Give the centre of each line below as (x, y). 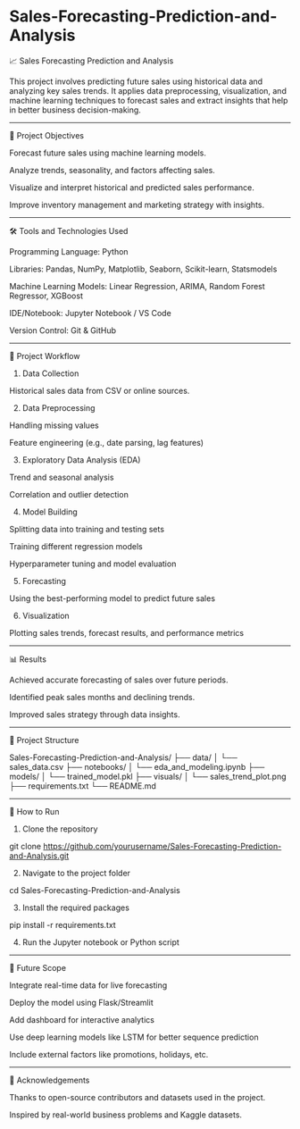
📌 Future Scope (38, 967)
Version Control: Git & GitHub (63, 330)
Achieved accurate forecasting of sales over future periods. (119, 680)
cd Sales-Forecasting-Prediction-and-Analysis (95, 890)
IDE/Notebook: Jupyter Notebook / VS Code (90, 313)
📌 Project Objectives (47, 135)
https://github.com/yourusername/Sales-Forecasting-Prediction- (162, 846)
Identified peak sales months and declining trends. (102, 697)
